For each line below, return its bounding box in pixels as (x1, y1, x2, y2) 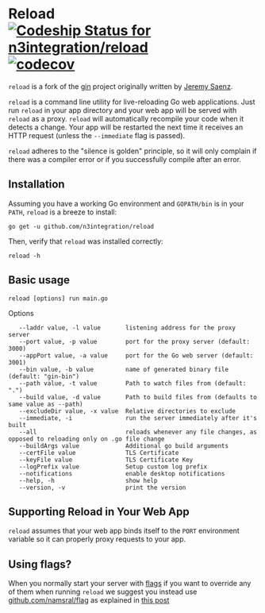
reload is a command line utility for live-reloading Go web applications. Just (8, 97, 255, 106)
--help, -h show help (18, 476, 158, 484)
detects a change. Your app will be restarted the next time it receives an (8, 122, 244, 132)
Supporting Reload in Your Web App (8, 505, 190, 519)
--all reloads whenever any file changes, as (18, 428, 258, 436)
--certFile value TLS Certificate (18, 449, 179, 457)
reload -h (8, 252, 41, 260)
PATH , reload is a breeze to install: (8, 207, 117, 217)
